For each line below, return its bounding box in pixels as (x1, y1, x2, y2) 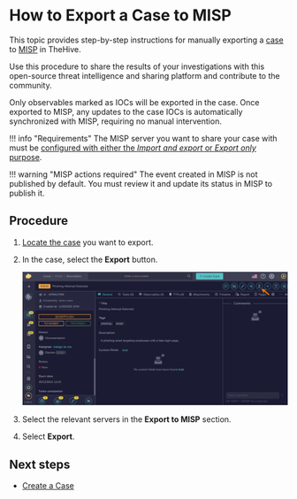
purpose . (9, 151, 42, 162)
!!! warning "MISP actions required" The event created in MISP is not (9, 169, 258, 180)
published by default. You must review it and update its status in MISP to (9, 178, 272, 188)
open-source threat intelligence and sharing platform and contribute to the (9, 70, 280, 81)
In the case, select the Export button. (21, 254, 158, 265)
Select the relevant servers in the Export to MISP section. (21, 414, 232, 425)
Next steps (9, 457, 71, 472)
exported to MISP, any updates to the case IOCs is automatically (9, 106, 243, 117)
